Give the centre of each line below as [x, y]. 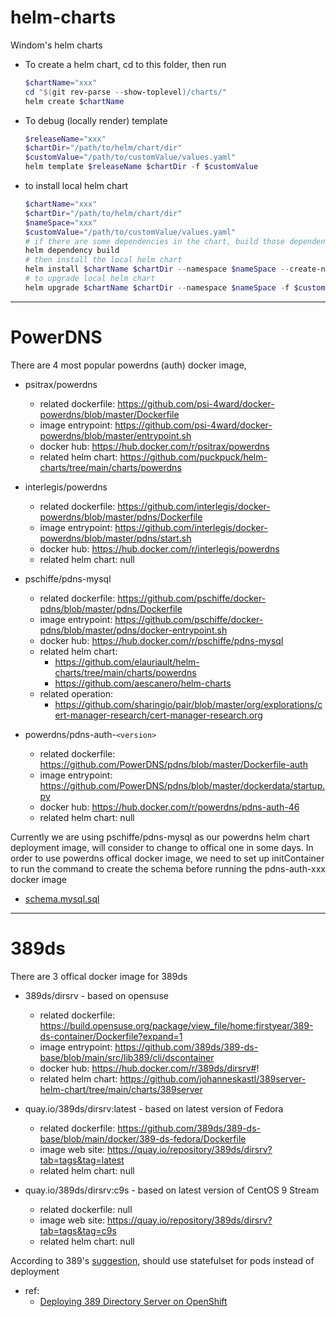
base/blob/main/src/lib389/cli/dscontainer [127, 1057]
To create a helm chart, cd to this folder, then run [125, 64]
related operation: [76, 693]
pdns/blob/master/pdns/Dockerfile [111, 608]
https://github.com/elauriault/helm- [127, 662]
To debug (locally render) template [96, 120]
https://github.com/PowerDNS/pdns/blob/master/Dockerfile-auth [173, 764]
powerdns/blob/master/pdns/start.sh [115, 538]
